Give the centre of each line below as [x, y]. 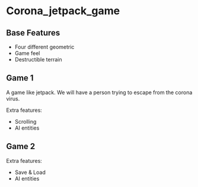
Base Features [33, 33]
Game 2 [21, 146]
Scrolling [25, 121]
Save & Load [30, 172]
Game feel [27, 53]
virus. [13, 98]
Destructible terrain [38, 59]
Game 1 [20, 78]
